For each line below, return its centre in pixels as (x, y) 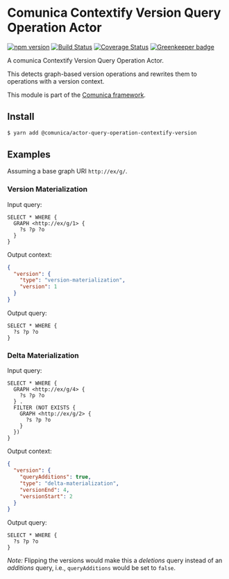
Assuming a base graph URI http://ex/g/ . (67, 171)
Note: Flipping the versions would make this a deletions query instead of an (115, 561)
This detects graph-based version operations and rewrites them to (102, 74)
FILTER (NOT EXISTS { (45, 408)
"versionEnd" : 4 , (45, 490)
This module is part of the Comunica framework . (76, 95)
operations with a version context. (56, 81)
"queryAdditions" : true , (56, 477)
